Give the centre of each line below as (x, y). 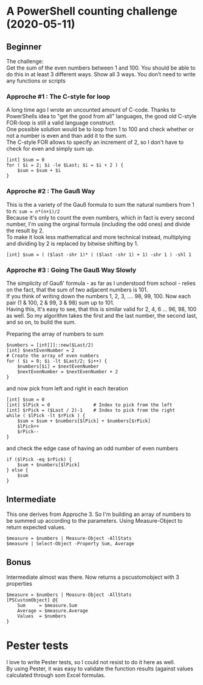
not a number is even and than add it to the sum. (67, 136)
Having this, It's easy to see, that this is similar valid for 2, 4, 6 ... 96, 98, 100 (101, 309)
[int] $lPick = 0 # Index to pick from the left (89, 405)
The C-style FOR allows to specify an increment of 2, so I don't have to (95, 142)
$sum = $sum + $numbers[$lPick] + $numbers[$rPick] (84, 421)
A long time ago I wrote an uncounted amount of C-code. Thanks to (91, 110)
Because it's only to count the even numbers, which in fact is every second (100, 217)
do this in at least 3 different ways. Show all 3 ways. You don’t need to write (101, 74)
